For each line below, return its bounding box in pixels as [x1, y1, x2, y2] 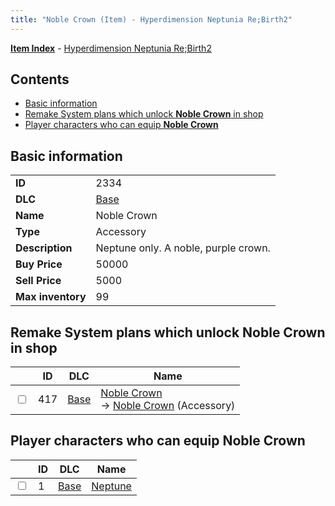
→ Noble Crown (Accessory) [100, 399, 236, 413]
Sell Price [15, 274, 62, 288]
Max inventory [15, 290, 87, 304]
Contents [10, 71, 70, 88]
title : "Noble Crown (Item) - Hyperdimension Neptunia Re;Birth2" [10, 14, 293, 25]
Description [15, 241, 73, 255]
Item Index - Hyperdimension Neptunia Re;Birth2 [10, 42, 212, 54]
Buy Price [15, 257, 63, 271]
